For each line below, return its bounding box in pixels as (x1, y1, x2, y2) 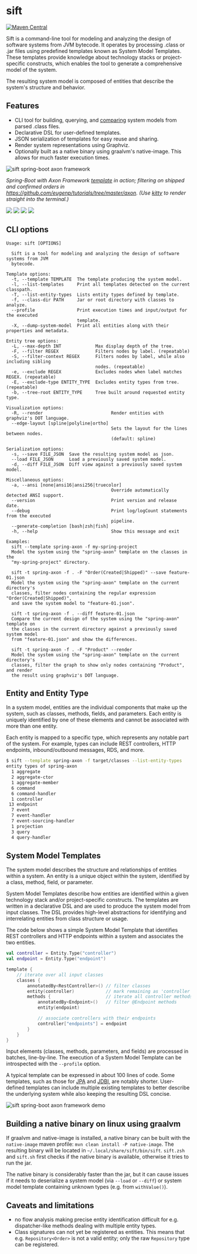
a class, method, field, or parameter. (6, 879, 94, 886)
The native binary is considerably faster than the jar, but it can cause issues (6, 1171, 189, 1178)
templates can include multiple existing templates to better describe (26, 1084, 190, 1091)
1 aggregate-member (11, 780, 59, 785)
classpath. (6, 286, 33, 292)
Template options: (6, 271, 51, 277)
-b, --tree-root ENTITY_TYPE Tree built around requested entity (11, 389, 185, 395)
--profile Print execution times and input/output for (11, 307, 188, 313)
